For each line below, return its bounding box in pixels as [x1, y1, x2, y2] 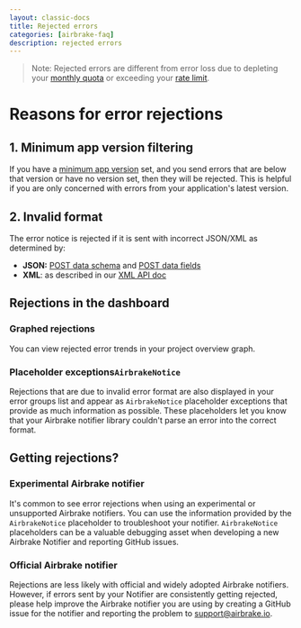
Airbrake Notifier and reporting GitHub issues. [9, 536, 180, 547]
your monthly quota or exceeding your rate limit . [31, 73, 210, 84]
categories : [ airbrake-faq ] [9, 30, 115, 39]
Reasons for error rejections [9, 105, 224, 124]
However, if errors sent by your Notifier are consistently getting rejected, [9, 589, 279, 600]
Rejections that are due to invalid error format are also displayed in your [9, 387, 274, 397]
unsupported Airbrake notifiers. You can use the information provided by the [9, 507, 292, 518]
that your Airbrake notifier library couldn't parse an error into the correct [9, 415, 277, 426]
